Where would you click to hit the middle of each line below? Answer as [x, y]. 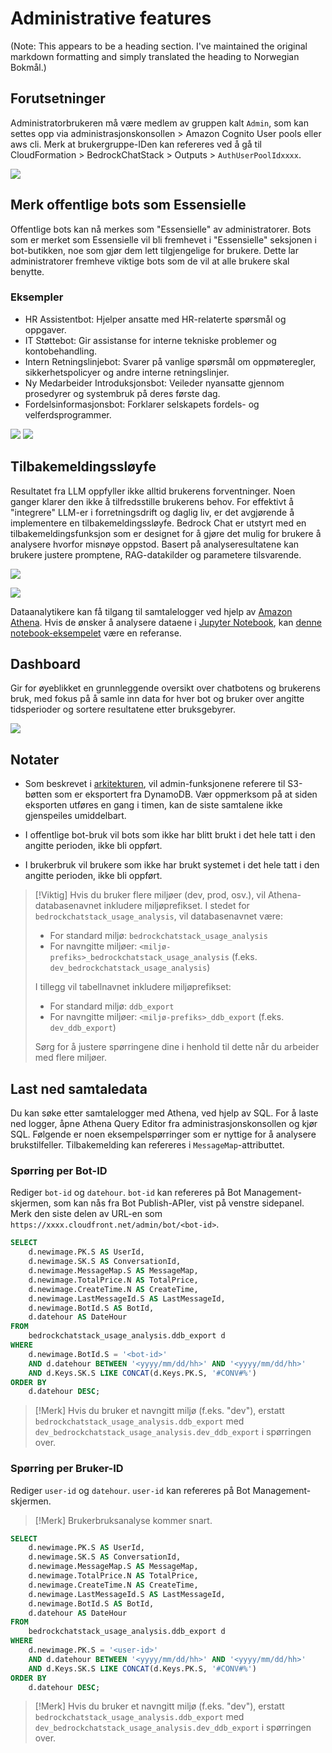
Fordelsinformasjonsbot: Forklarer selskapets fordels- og [142, 404]
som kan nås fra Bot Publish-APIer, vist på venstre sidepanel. [179, 1203]
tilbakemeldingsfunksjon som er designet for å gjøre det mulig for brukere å [166, 533]
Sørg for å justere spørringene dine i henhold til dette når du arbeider [177, 1047]
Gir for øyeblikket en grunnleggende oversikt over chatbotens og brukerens [165, 688]
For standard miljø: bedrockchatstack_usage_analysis [158, 936]
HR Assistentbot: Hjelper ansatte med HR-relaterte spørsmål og [155, 319]
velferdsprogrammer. [68, 414]
